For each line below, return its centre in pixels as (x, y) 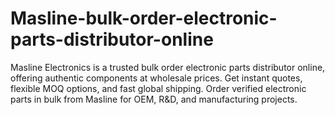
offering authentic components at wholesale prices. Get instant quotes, (156, 78)
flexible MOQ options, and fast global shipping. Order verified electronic (158, 88)
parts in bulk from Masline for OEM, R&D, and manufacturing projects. (154, 99)
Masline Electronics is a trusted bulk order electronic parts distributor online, (168, 67)
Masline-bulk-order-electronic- (144, 18)
